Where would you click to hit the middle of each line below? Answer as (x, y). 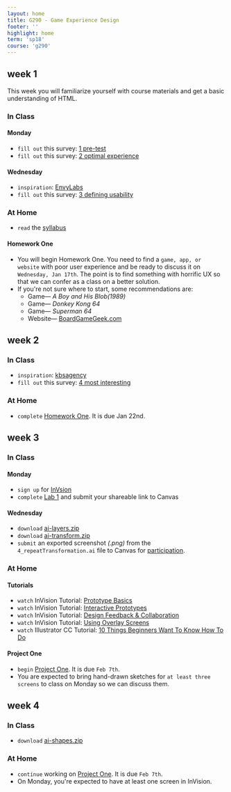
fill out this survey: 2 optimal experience (78, 156)
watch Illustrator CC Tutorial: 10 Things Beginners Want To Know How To (120, 630)
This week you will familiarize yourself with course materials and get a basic (116, 90)
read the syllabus (42, 228)
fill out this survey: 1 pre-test (61, 148)
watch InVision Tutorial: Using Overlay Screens (83, 623)
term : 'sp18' (26, 40)
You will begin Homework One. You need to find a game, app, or (109, 259)
